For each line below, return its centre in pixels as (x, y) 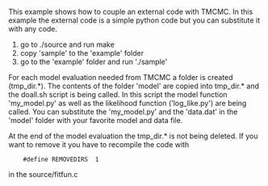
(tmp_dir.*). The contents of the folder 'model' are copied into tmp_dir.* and (134, 86)
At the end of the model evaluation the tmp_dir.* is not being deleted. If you (133, 136)
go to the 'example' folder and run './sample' (94, 61)
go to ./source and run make (67, 44)
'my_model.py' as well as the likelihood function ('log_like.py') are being (128, 103)
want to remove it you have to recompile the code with (99, 144)
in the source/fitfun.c (43, 174)
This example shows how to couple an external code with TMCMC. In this (131, 12)
